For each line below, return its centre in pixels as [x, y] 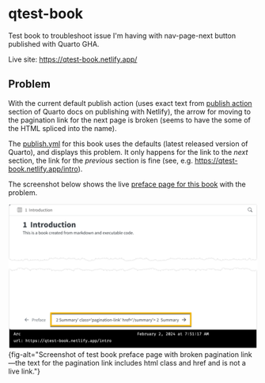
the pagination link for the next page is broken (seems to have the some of [129, 120]
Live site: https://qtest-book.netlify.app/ [73, 59]
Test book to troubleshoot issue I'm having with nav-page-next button [122, 36]
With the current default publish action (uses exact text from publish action [130, 103]
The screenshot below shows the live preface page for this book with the [127, 184]
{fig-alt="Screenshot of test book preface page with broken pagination [124, 354]
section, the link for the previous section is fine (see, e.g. [101, 160]
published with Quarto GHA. [54, 43]
